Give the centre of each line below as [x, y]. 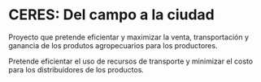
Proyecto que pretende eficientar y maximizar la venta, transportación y [129, 37]
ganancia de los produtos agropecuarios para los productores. [113, 45]
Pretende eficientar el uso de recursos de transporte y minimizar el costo [131, 61]
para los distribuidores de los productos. [76, 69]
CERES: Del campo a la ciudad [111, 15]
